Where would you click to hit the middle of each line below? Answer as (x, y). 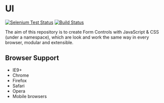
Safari (18, 86)
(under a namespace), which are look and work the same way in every (77, 37)
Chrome (21, 75)
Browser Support (32, 58)
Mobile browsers (30, 96)
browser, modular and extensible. (39, 42)
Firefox (20, 80)
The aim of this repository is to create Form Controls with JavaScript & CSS (82, 32)
